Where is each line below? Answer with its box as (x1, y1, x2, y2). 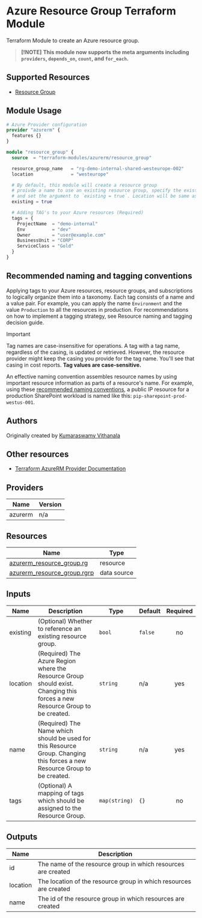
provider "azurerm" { (6, 127, 61, 133)
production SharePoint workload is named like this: (6, 392, 132, 399)
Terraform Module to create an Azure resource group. (6, 37, 139, 44)
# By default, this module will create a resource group (11, 182, 158, 188)
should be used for (37, 734, 91, 743)
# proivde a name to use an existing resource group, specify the (11, 187, 182, 193)
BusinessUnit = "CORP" (17, 237, 74, 244)
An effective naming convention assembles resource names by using (6, 372, 177, 380)
